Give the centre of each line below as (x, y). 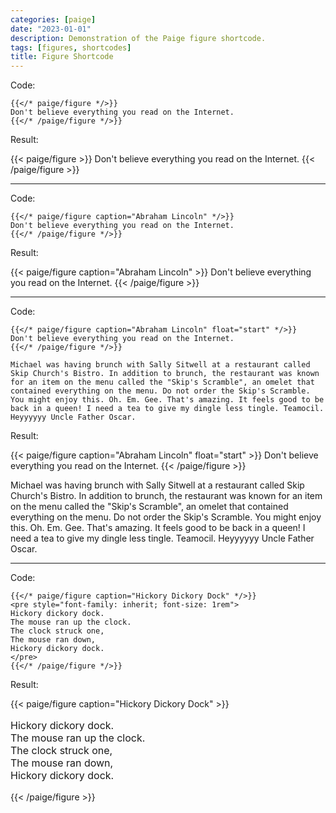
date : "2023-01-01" (51, 29)
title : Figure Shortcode (62, 57)
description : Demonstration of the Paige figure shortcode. (138, 38)
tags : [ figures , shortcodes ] (71, 47)
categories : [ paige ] (53, 19)
